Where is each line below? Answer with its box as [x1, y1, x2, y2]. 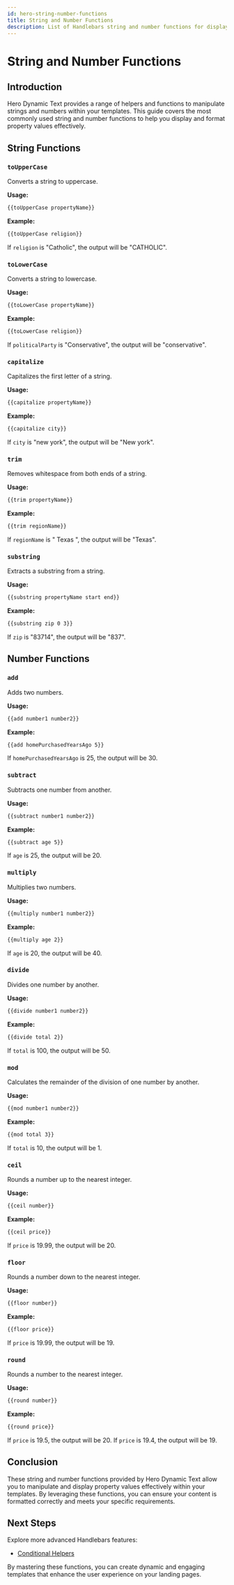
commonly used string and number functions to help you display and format [7, 115, 225, 123]
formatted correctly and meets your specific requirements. [7, 1497, 175, 1505]
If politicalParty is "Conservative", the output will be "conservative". [7, 340, 207, 349]
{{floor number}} [7, 1299, 58, 1307]
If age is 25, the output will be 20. [7, 851, 102, 860]
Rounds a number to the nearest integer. [7, 1370, 123, 1379]
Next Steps [7, 1517, 56, 1529]
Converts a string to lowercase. [7, 275, 97, 283]
